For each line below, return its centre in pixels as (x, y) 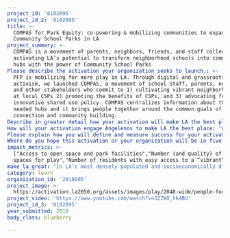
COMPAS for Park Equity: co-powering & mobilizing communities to (110, 33)
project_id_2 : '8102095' (42, 20)
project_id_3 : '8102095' (42, 205)
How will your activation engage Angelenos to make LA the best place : (111, 128)
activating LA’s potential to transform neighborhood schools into (112, 58)
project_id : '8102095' (39, 13)
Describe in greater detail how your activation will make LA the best (111, 122)
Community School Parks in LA (56, 39)
